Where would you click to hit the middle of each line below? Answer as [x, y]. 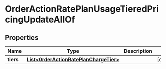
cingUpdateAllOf [40, 19]
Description [138, 51]
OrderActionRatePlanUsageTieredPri [82, 9]
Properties [22, 37]
